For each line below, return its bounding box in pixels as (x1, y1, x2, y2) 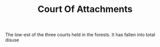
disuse (5, 37, 19, 43)
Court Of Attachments (37, 3, 133, 15)
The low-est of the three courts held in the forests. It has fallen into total (5, 31, 155, 38)
